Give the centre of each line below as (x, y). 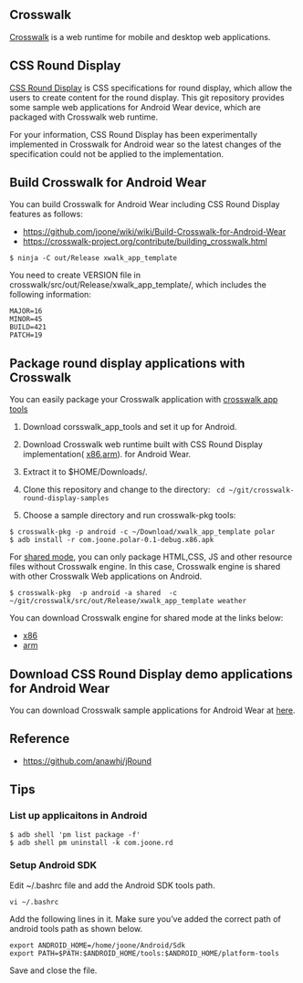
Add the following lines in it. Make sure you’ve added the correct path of (145, 919)
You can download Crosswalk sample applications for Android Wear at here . (152, 710)
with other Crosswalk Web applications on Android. (106, 576)
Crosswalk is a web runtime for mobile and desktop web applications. (140, 37)
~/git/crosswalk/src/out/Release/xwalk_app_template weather (128, 601)
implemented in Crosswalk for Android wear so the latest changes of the (146, 144)
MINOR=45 (26, 319)
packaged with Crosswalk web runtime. (84, 117)
